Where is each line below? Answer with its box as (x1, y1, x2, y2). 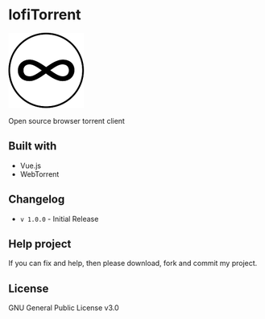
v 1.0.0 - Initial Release (19, 214, 99, 223)
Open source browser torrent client (8, 116, 125, 125)
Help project (8, 237, 72, 251)
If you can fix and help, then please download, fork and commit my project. (8, 259, 258, 268)
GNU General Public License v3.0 (8, 303, 119, 313)
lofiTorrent (8, 6, 82, 24)
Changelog (8, 193, 65, 207)
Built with (8, 139, 57, 153)
